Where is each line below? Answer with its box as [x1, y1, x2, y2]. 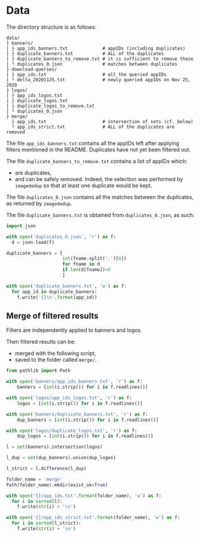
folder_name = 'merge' [6, 476, 63, 482]
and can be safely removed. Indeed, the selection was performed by [14, 175, 183, 182]
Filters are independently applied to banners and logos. [6, 327, 142, 334]
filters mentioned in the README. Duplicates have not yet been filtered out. [6, 146, 191, 153]
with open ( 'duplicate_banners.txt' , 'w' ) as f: [6, 283, 127, 289]
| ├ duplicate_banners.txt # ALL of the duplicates [6, 50, 164, 57]
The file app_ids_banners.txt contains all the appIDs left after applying [6, 139, 180, 147]
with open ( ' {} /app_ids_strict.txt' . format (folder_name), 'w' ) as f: [6, 515, 180, 521]
